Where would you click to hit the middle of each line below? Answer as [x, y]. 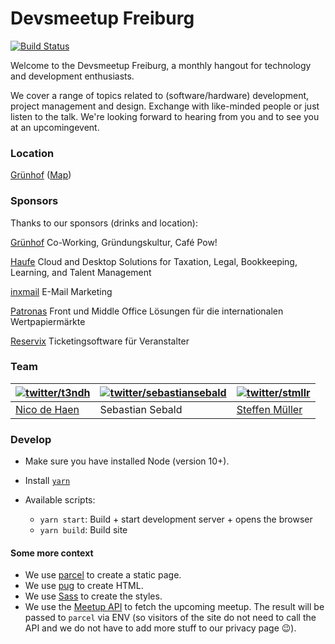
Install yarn [47, 481]
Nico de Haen [47, 409]
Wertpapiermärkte [48, 321]
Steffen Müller [269, 409]
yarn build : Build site [83, 530]
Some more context [52, 553]
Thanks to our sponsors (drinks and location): [104, 223]
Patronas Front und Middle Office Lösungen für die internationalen [147, 311]
